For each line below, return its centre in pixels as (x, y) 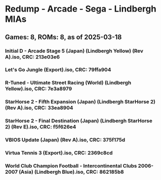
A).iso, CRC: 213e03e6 (32, 57)
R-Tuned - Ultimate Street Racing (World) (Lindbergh (68, 83)
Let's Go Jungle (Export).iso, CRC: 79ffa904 (58, 70)
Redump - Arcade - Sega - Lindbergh (81, 9)
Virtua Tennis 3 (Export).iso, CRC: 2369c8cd (59, 153)
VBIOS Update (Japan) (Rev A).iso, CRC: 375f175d (65, 140)
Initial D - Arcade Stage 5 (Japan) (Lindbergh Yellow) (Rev (74, 51)
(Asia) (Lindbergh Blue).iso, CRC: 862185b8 (71, 172)
